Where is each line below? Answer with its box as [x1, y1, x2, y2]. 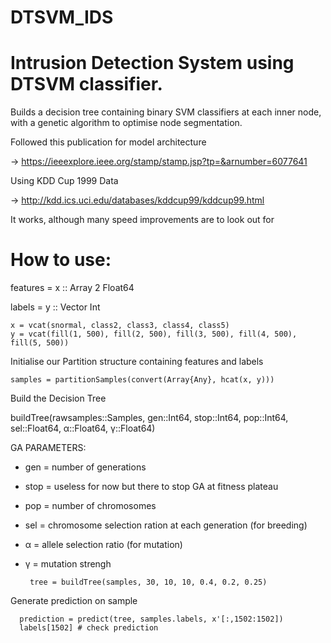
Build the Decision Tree [10, 392, 107, 405]
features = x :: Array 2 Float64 [10, 282, 135, 294]
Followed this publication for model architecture [10, 136, 207, 148]
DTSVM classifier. [10, 73, 163, 96]
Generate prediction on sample [10, 595, 138, 607]
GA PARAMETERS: [10, 442, 87, 454]
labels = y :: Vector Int [10, 301, 101, 313]
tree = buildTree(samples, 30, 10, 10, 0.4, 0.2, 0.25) [29, 577, 268, 588]
